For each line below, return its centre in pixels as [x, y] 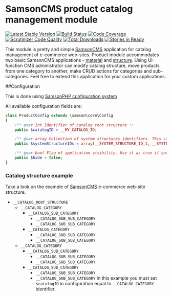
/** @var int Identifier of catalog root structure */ [74, 125]
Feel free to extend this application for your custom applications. [98, 76]
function [14, 65]
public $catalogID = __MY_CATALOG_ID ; [56, 130]
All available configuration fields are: [44, 106]
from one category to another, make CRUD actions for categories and [79, 71]
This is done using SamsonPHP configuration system [61, 96]
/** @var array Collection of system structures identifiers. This [88, 139]
